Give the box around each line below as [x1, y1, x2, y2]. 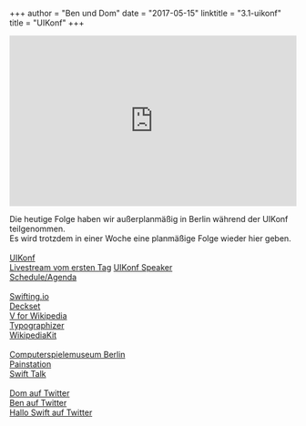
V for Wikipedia [9, 310, 67, 321]
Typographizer [9, 320, 65, 330]
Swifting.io [9, 291, 50, 301]
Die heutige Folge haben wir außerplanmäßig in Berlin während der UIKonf [9, 214, 289, 224]
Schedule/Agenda [9, 272, 77, 282]
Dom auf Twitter [9, 388, 70, 399]
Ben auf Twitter [9, 398, 67, 408]
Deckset [9, 300, 41, 311]
